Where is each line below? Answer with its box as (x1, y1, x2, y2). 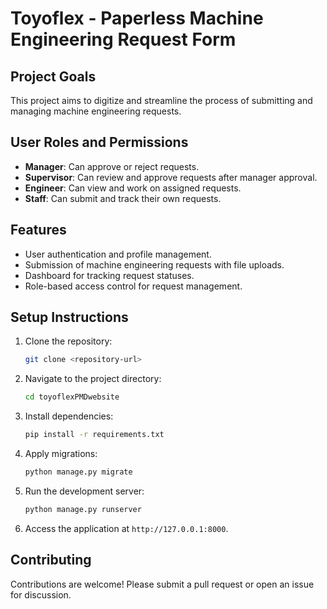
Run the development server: (24, 485, 145, 497)
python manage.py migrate (24, 467, 133, 477)
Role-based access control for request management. (24, 280, 243, 292)
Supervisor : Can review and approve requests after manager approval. (24, 171, 318, 183)
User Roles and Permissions (10, 134, 189, 151)
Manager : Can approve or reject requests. (24, 160, 200, 172)
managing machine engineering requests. (10, 105, 182, 117)
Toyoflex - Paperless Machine (10, 7, 264, 30)
